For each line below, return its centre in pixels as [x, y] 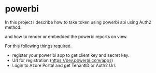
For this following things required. [38, 46]
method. [13, 27]
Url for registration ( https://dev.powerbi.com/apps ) [63, 60]
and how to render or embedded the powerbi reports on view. [66, 36]
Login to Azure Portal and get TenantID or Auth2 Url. [64, 65]
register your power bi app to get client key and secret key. [71, 55]
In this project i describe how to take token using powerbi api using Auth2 [78, 22]
